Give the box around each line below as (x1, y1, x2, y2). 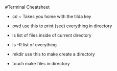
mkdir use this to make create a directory (12, 51, 95, 57)
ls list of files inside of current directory (12, 33, 92, 38)
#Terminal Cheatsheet (5, 4, 50, 10)
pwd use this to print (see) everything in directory (12, 23, 113, 29)
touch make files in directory (12, 61, 70, 66)
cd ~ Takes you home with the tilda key (12, 14, 92, 19)
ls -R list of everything (12, 42, 57, 48)
